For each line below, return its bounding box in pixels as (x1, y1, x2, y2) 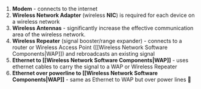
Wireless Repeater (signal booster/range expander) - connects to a (12, 38, 183, 44)
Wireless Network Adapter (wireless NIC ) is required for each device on (12, 12, 195, 19)
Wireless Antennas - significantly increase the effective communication (12, 24, 194, 31)
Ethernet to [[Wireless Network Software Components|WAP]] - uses (12, 57, 189, 64)
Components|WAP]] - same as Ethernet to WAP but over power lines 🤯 (12, 76, 192, 83)
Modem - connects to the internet (12, 5, 98, 12)
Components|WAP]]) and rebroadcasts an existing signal (12, 50, 155, 57)
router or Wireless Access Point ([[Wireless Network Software (12, 44, 168, 51)
